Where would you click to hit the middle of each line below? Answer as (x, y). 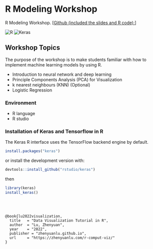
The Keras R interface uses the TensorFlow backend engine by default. (77, 142)
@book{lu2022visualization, (34, 216)
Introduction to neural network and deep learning (62, 74)
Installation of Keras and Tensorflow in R (54, 131)
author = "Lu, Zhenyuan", (37, 225)
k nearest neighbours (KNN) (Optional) (51, 85)
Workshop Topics (33, 48)
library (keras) (21, 188)
